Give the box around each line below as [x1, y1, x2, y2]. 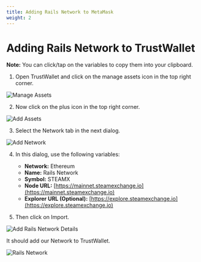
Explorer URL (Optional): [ [24, 195, 92, 203]
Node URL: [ [24, 182, 56, 190]
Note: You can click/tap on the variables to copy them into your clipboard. [6, 61, 193, 69]
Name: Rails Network [24, 169, 78, 176]
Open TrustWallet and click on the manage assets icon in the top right [15, 73, 191, 80]
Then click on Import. [15, 214, 69, 221]
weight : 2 [6, 15, 32, 21]
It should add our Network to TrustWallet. [6, 237, 110, 245]
